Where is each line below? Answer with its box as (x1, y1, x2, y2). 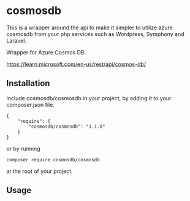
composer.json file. (6, 101, 55, 108)
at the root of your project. (6, 167, 73, 175)
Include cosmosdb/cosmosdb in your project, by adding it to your (6, 94, 172, 101)
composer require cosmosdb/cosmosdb (6, 156, 100, 163)
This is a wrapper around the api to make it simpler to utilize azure (6, 24, 173, 31)
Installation (6, 78, 50, 89)
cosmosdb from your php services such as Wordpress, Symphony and (6, 30, 184, 37)
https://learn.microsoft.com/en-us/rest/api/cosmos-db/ (6, 60, 146, 68)
